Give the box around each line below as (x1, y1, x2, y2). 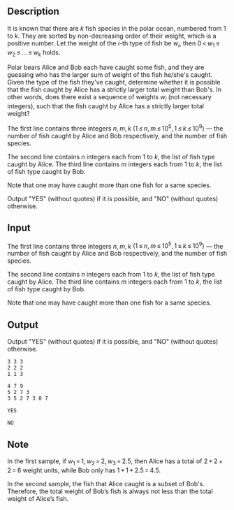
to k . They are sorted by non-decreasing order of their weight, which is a (7, 31, 217, 40)
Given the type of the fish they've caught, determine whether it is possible (7, 78, 221, 87)
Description (7, 6, 59, 17)
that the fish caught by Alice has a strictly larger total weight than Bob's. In (7, 85, 222, 94)
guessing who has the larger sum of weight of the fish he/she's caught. (7, 71, 213, 79)
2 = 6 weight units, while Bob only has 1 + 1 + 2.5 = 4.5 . (7, 466, 161, 474)
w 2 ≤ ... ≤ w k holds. (7, 48, 61, 58)
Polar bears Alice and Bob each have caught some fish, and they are (7, 63, 205, 72)
